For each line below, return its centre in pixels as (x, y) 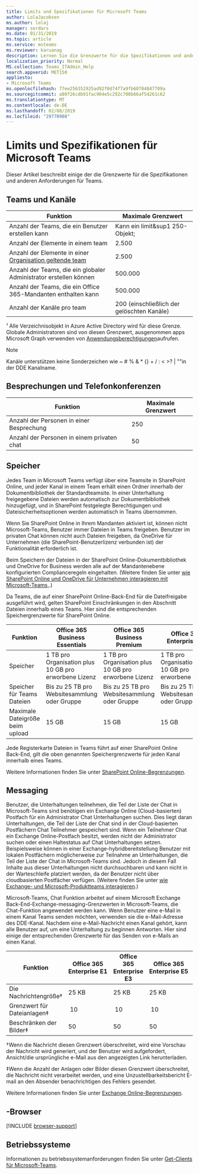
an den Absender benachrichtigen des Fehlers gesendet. (87, 1082)
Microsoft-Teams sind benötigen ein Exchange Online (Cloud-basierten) (94, 811)
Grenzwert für (29, 1006)
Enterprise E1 (88, 971)
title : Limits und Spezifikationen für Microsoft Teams (76, 12)
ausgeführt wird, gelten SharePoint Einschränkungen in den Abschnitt (91, 602)
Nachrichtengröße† (36, 996)
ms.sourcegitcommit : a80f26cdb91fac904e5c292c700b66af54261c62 (86, 94)
